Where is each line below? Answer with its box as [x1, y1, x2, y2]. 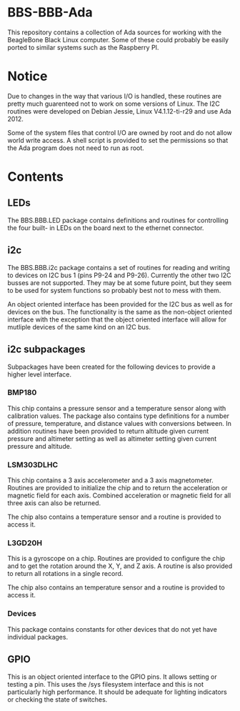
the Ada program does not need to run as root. [7, 144, 144, 152]
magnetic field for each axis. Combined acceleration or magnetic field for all [7, 491, 231, 500]
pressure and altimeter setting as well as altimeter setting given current [7, 434, 216, 443]
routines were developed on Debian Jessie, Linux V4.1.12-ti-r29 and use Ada [7, 106, 232, 115]
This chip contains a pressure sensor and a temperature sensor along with [7, 404, 226, 412]
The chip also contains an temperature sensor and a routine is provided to [7, 583, 225, 592]
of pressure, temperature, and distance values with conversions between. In [7, 419, 232, 427]
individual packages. [7, 632, 69, 641]
